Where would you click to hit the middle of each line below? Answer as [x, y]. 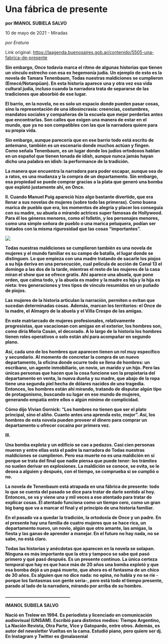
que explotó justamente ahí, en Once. [45, 187]
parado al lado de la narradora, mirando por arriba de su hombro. [74, 586]
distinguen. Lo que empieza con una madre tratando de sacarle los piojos [83, 258]
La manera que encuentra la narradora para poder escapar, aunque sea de [84, 171]
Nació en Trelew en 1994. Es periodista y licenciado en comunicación [79, 615]
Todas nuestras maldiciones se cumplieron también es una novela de [78, 248]
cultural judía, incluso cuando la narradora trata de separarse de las [77, 88]
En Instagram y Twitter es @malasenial [47, 636]
